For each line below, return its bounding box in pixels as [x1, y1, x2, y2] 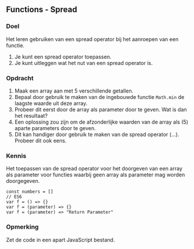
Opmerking [6, 223, 39, 231]
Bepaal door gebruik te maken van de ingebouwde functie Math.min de [14, 93, 185, 100]
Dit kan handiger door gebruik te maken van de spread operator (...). [14, 131, 179, 138]
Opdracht [6, 74, 34, 82]
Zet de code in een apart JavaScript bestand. [6, 236, 115, 243]
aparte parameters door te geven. [14, 124, 96, 131]
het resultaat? [14, 112, 48, 119]
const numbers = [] [6, 189, 54, 195]
